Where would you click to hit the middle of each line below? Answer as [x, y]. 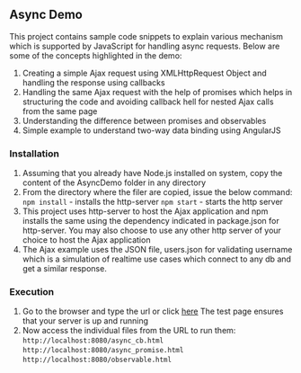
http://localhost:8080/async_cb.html [93, 341]
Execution [32, 292]
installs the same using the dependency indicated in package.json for [151, 221]
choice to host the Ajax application [86, 240]
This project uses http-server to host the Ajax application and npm [145, 211]
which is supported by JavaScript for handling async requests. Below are [145, 46]
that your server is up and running [85, 321]
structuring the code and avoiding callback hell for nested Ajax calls [148, 102]
